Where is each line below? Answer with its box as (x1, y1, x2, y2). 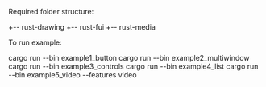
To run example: (8, 38, 62, 47)
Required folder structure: (8, 7, 94, 16)
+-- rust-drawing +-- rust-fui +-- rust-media (8, 22, 156, 31)
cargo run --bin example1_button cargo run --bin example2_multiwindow (8, 53, 250, 62)
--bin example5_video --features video (8, 70, 137, 79)
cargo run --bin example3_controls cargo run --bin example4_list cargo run (8, 61, 259, 71)
